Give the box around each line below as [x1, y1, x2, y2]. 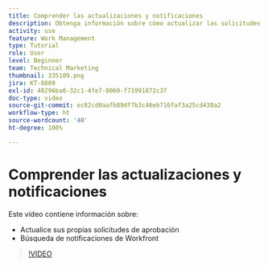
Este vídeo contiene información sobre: [8, 209, 138, 219]
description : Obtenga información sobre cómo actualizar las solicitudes [8, 19, 262, 27]
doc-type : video [8, 94, 63, 102]
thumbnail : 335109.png [8, 72, 85, 80]
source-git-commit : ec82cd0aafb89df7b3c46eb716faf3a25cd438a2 [8, 101, 221, 109]
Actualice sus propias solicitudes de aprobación [19, 224, 179, 234]
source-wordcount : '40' [8, 117, 89, 125]
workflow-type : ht [8, 109, 70, 117]
